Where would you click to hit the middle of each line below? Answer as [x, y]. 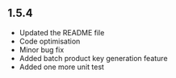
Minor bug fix [42, 49]
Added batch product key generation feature [93, 58]
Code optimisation [50, 41]
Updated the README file [62, 32]
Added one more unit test [61, 67]
